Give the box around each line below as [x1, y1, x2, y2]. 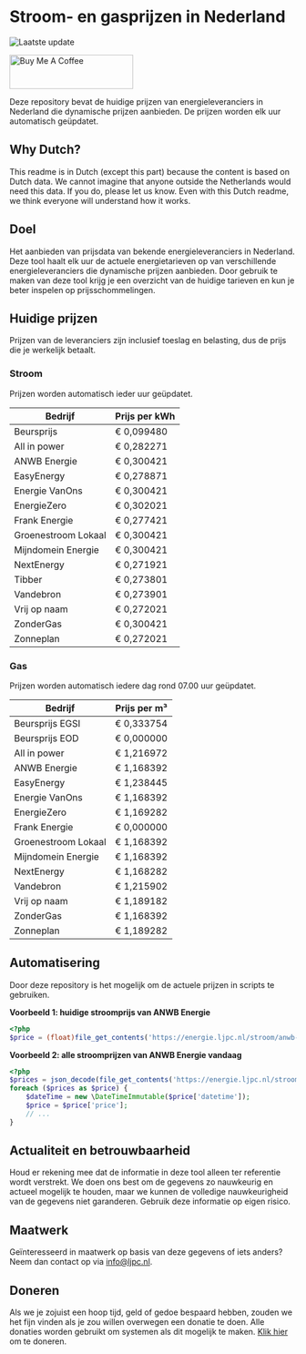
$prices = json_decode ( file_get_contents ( [9, 1075, 173, 1084]
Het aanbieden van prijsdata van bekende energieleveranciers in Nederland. [9, 246, 296, 257]
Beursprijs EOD [14, 731, 79, 744]
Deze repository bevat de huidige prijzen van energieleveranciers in [9, 96, 264, 107]
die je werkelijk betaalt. [9, 344, 97, 356]
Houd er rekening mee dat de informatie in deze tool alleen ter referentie [9, 1167, 280, 1178]
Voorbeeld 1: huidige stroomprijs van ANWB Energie [9, 1006, 211, 1017]
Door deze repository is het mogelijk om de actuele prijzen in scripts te [9, 979, 275, 990]
